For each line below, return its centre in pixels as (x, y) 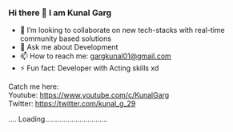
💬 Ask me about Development (69, 47)
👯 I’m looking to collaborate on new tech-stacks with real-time (123, 30)
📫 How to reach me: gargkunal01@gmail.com (96, 56)
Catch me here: (34, 86)
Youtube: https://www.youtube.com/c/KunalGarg (89, 95)
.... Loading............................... (58, 119)
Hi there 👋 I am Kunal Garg (60, 13)
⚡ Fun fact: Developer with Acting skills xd (89, 68)
